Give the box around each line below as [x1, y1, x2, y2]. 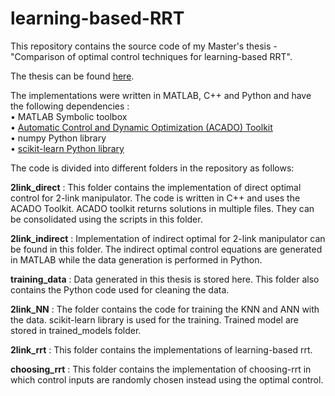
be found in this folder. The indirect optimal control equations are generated [10, 243, 323, 255]
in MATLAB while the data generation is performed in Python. [10, 253, 263, 266]
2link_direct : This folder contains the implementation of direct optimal [10, 181, 302, 193]
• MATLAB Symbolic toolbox [10, 110, 128, 122]
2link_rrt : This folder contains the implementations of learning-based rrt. [10, 343, 313, 356]
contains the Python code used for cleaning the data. [10, 283, 230, 296]
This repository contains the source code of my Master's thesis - [10, 40, 278, 52]
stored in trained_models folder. [10, 324, 142, 336]
